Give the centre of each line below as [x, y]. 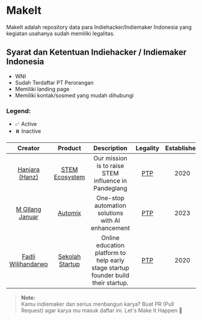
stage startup [110, 268]
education [110, 246]
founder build [110, 276]
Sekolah [69, 257]
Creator [29, 148]
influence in [111, 181]
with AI [110, 221]
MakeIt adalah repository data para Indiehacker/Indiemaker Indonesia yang [99, 27]
